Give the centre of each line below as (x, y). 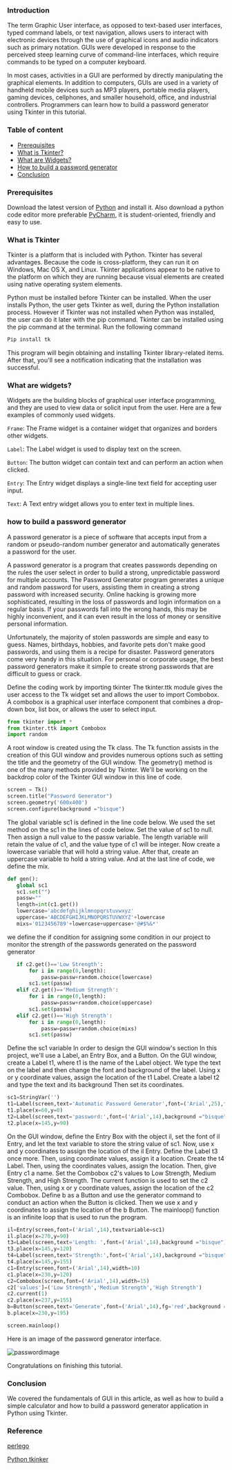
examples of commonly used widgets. (61, 415)
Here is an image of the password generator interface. (84, 1339)
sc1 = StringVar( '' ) (33, 1097)
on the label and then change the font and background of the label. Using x (114, 1070)
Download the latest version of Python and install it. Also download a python (116, 207)
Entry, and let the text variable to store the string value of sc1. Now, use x (111, 1143)
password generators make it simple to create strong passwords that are (110, 666)
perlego (18, 1446)
